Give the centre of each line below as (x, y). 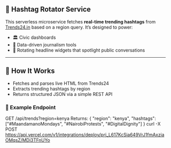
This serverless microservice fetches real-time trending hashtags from (81, 21)
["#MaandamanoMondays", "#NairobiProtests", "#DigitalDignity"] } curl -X (83, 124)
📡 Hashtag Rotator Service (48, 9)
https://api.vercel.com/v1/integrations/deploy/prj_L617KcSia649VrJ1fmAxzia (85, 134)
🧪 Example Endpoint (31, 107)
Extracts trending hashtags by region (51, 89)
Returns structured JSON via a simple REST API (63, 94)
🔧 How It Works (30, 71)
